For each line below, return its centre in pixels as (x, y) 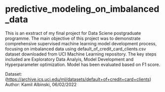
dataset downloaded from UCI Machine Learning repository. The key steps (81, 54)
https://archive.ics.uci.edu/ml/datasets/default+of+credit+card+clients (78, 79)
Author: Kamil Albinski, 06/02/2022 (41, 84)
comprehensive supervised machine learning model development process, (81, 43)
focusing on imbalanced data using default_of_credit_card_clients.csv (76, 49)
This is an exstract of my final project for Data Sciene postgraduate (73, 33)
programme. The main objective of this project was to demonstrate (73, 38)
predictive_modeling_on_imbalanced (82, 9)
